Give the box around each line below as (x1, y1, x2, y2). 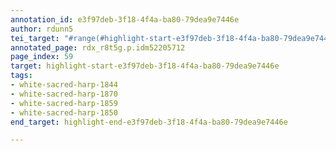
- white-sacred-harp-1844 (10, 80, 118, 90)
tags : (10, 71, 33, 81)
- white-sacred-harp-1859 (10, 98, 118, 108)
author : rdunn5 (10, 24, 74, 34)
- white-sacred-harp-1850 (10, 107, 118, 118)
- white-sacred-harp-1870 (10, 89, 118, 99)
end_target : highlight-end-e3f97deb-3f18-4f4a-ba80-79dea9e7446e (10, 117, 288, 127)
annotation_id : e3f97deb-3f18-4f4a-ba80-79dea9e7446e (10, 14, 240, 25)
